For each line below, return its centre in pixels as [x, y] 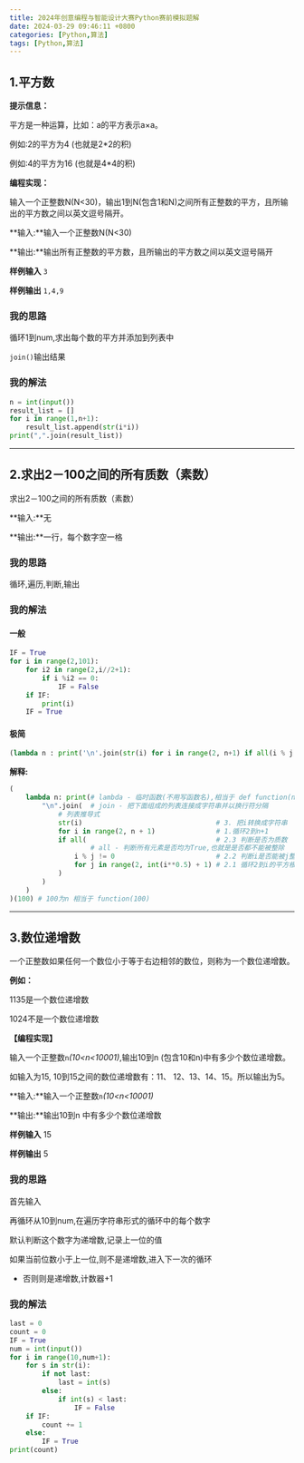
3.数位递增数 [45, 937]
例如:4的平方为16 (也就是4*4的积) [72, 163]
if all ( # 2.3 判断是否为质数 [172, 840]
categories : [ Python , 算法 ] [59, 34]
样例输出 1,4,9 [37, 290]
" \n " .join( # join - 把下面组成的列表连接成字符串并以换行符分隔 [155, 806]
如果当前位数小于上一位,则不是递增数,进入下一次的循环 [111, 1259]
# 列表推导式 [79, 814]
